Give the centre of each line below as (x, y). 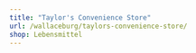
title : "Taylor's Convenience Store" (80, 18)
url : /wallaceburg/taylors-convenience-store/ (98, 26)
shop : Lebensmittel (46, 34)
